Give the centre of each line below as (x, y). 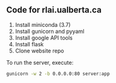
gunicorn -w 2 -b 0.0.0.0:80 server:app (58, 74)
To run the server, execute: (40, 62)
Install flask (29, 44)
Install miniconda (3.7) (43, 24)
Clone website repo (39, 51)
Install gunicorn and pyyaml (50, 31)
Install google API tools (44, 38)
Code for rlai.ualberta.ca (54, 10)
